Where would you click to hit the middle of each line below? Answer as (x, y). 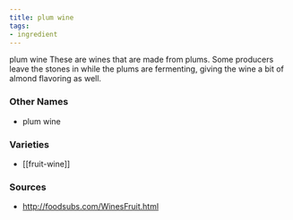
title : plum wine (42, 17)
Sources (28, 187)
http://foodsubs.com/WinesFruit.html (90, 207)
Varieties (29, 144)
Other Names (39, 102)
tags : (19, 26)
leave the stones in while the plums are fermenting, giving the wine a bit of (146, 69)
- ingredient (34, 34)
